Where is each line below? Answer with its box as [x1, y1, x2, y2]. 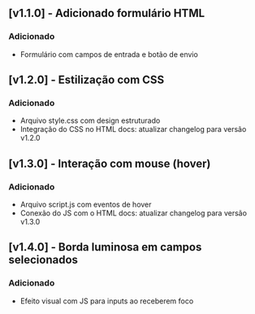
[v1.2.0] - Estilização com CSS [8, 73, 165, 87]
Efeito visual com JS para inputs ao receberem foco [19, 296, 194, 306]
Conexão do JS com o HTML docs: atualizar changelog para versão [19, 208, 248, 218]
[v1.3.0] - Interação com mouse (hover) [8, 156, 211, 170]
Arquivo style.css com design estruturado [19, 116, 161, 125]
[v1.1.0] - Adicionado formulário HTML [8, 7, 205, 20]
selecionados [8, 253, 79, 267]
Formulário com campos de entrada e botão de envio [19, 49, 199, 59]
